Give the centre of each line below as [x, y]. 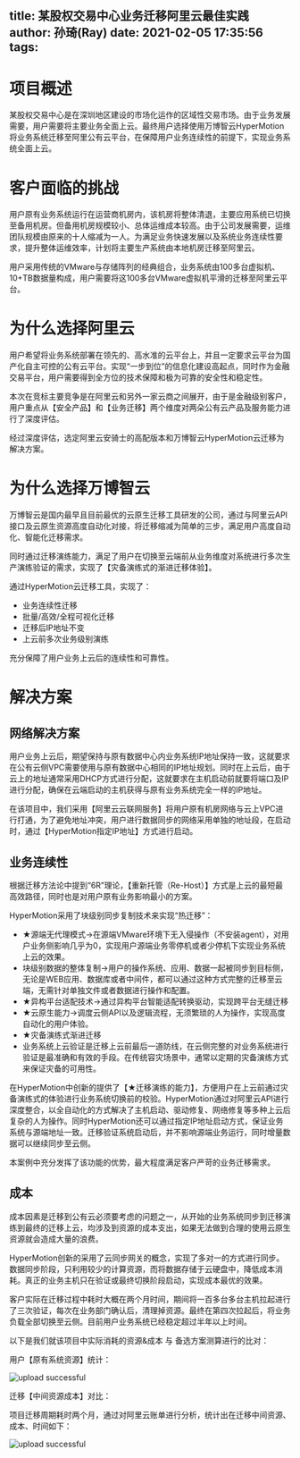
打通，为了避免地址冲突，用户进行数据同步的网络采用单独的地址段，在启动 [154, 820]
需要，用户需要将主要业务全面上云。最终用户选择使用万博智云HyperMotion [147, 126]
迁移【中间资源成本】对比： [60, 1395]
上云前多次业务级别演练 [65, 639]
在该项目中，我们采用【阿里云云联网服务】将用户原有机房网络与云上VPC [142, 809]
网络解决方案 [45, 733]
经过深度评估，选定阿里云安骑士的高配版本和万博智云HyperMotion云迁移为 [147, 438]
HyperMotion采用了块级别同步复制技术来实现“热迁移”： [111, 915]
